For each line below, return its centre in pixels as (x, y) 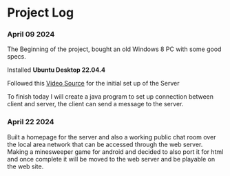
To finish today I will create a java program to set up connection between (110, 97)
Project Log (41, 13)
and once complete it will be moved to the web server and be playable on (111, 159)
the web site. (25, 166)
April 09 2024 (31, 35)
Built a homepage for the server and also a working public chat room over (112, 137)
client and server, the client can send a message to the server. (95, 104)
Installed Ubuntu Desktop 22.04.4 (56, 70)
